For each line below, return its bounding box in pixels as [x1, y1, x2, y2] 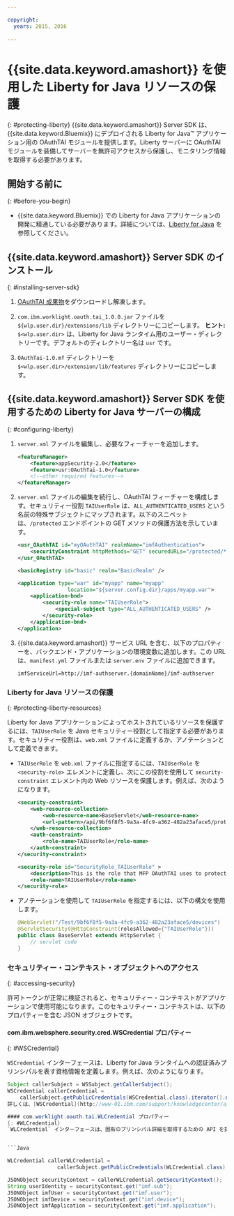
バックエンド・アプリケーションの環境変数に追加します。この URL [36, 647, 226, 655]
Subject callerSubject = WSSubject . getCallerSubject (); [7, 1081, 173, 1088]
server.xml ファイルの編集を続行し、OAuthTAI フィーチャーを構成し [17, 493, 214, 501]
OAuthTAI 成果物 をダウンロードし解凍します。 [17, 297, 150, 305]
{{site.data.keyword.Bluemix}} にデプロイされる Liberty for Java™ [7, 130, 195, 138]
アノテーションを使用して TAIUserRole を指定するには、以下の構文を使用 [17, 897, 226, 905]
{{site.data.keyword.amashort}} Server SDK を [7, 393, 216, 405]
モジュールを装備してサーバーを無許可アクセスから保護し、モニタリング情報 [7, 147, 226, 155]
